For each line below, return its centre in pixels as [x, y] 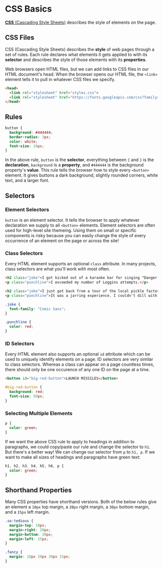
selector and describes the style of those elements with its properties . [76, 60]
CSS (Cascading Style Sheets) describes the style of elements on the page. [81, 22]
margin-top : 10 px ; [28, 525]
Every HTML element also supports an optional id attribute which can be [78, 354]
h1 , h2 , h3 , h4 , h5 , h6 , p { [34, 466]
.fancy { [14, 552]
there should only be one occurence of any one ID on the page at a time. [78, 370]
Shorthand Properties [38, 490]
